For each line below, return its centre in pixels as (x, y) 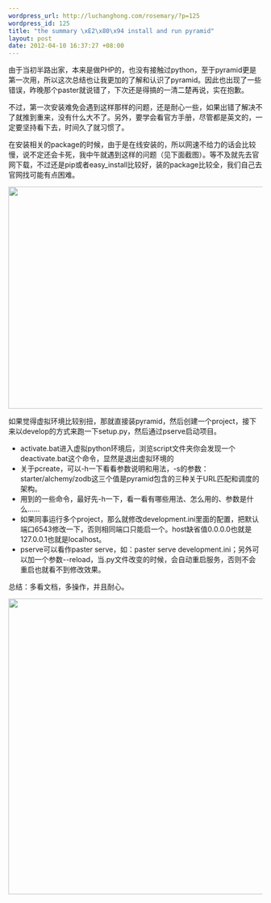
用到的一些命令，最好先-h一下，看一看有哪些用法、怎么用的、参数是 (133, 499)
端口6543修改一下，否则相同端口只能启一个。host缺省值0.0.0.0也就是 (136, 529)
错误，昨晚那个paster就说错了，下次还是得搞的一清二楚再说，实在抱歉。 (128, 90)
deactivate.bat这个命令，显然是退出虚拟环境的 (97, 459)
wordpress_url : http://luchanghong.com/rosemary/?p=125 (104, 16)
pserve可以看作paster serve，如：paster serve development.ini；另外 (136, 549)
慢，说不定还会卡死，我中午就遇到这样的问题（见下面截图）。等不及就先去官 (134, 155)
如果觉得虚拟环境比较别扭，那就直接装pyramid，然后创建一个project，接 (129, 422)
